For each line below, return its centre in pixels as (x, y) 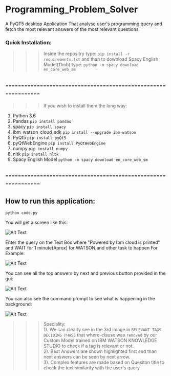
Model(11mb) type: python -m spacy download (91, 65)
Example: (15, 254)
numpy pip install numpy (40, 149)
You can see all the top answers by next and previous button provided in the (85, 273)
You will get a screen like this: (37, 223)
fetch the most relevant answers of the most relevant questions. (72, 29)
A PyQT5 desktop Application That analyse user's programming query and (84, 24)
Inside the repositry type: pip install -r (87, 54)
